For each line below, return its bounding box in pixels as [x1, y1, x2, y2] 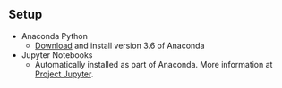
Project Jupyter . [34, 68, 94, 79]
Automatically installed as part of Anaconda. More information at [34, 59, 273, 69]
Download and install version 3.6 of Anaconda [34, 40, 205, 51]
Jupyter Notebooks [21, 49, 93, 60]
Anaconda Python [21, 30, 89, 41]
